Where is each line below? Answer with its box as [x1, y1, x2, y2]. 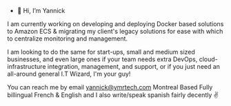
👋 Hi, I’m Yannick [17, 7, 66, 14]
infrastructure [7, 63, 46, 70]
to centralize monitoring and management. [7, 34, 128, 43]
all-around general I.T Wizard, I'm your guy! [7, 70, 131, 78]
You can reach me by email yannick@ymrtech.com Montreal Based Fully [7, 83, 213, 91]
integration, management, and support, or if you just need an [47, 63, 221, 70]
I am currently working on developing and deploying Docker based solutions [7, 20, 224, 28]
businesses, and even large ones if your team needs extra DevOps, [7, 55, 198, 63]
